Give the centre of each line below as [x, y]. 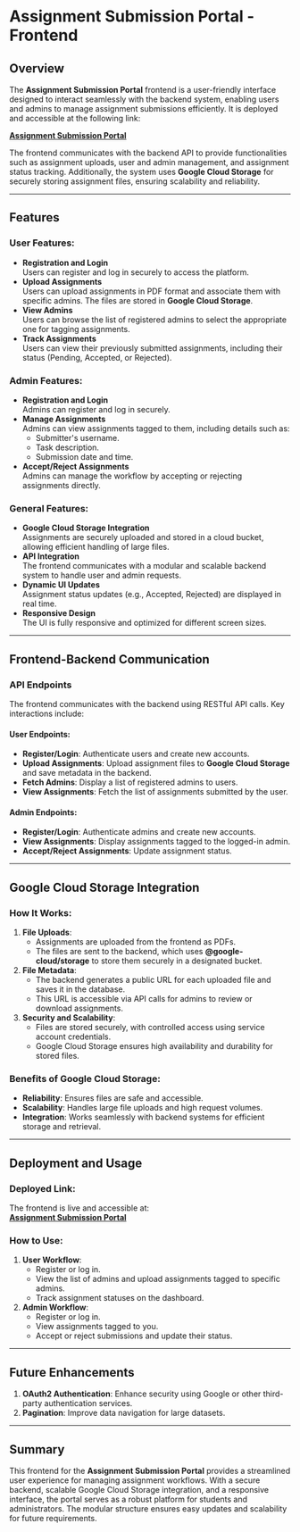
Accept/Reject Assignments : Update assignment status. [127, 851]
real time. [39, 604]
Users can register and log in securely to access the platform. [136, 272]
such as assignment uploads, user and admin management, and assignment [149, 162]
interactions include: [47, 713]
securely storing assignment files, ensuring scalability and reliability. [135, 181]
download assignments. [79, 1008]
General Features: [49, 508]
